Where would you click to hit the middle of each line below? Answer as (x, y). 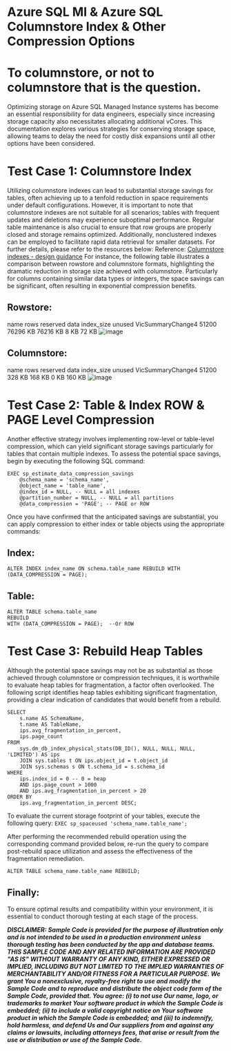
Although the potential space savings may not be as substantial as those (110, 671)
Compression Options (71, 41)
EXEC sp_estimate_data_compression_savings (71, 474)
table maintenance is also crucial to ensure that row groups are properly (109, 227)
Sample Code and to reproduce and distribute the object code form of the (115, 989)
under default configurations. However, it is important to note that (100, 205)
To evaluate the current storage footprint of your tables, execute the (104, 816)
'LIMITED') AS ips (33, 755)
